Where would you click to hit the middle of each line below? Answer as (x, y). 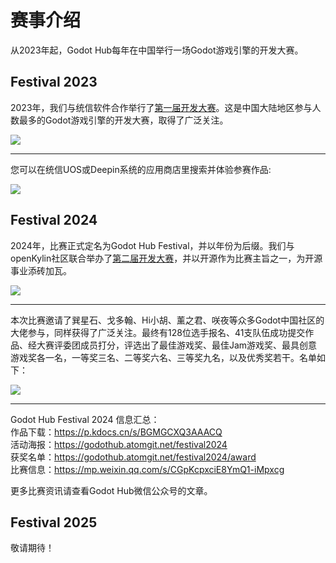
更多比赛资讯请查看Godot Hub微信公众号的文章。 (111, 490)
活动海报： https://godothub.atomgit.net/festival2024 (119, 444)
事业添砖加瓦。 (41, 270)
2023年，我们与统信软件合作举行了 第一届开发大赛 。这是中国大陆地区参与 (161, 107)
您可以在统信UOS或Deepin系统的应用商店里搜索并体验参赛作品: (141, 169)
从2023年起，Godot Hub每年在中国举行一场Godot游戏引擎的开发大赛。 (157, 50)
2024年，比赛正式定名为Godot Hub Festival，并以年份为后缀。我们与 (152, 245)
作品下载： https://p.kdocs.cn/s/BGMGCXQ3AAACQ (116, 432)
